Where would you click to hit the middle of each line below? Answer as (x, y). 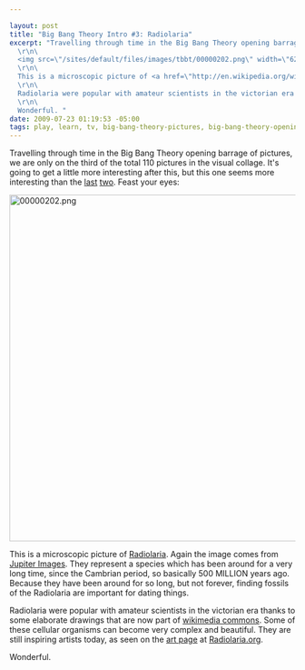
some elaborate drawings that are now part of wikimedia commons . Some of (152, 620)
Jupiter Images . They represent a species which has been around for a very (151, 564)
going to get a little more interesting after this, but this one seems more (142, 173)
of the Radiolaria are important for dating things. (99, 593)
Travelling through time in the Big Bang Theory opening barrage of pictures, (151, 153)
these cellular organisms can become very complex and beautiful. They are (151, 630)
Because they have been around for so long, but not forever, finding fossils (149, 584)
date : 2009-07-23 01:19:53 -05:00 (75, 119)
